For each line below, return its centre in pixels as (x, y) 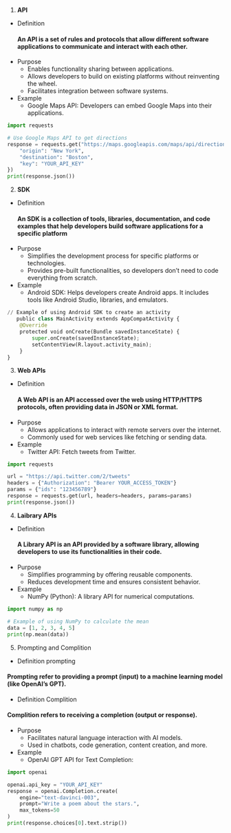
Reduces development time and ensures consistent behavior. (114, 582)
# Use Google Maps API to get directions (67, 138)
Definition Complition (47, 699)
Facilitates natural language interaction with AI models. (105, 737)
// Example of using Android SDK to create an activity (89, 313)
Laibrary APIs (37, 515)
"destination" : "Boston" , (57, 157)
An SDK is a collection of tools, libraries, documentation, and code (114, 218)
